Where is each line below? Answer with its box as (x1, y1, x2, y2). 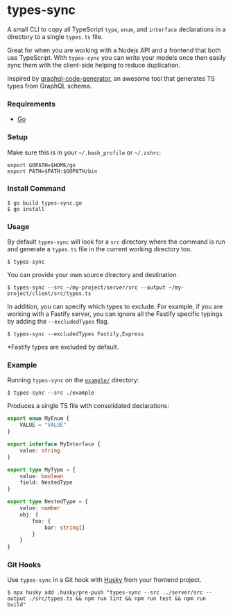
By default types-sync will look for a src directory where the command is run (7, 237, 225, 246)
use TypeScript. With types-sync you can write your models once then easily (7, 53, 227, 61)
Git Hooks (7, 560, 42, 569)
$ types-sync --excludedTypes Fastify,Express (7, 331, 144, 338)
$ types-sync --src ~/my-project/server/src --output (7, 284, 166, 291)
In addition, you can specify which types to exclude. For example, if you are (7, 302, 223, 311)
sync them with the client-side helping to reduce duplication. (7, 61, 181, 69)
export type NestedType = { (7, 498, 89, 505)
